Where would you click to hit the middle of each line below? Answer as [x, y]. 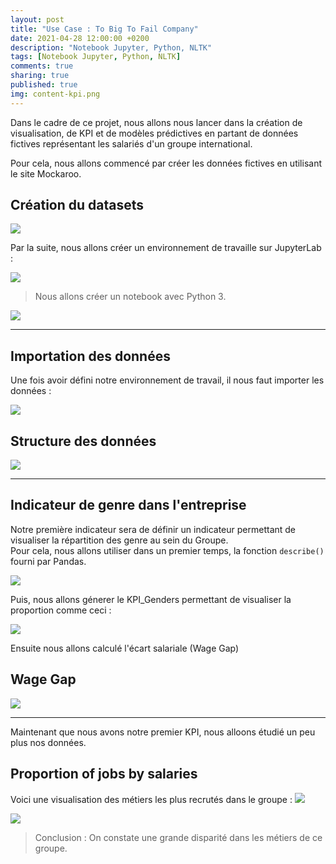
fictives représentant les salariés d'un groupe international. [131, 143]
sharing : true [40, 76]
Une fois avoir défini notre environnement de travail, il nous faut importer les [167, 380]
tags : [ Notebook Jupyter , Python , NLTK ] [96, 57]
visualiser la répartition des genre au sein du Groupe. [119, 540]
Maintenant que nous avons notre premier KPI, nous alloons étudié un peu [163, 732]
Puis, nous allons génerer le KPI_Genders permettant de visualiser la [151, 599]
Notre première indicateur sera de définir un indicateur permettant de [153, 529]
